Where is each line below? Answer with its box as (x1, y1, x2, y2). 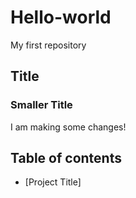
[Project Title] (24, 176, 82, 188)
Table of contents (10, 150, 122, 167)
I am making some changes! (10, 121, 127, 133)
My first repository (10, 39, 87, 51)
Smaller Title (10, 98, 73, 112)
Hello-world (10, 6, 112, 29)
